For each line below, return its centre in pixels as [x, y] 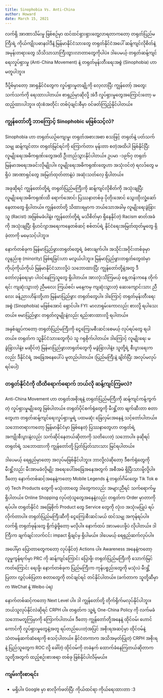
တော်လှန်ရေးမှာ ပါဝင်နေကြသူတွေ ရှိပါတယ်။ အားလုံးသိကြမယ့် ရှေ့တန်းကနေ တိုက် [81, 277]
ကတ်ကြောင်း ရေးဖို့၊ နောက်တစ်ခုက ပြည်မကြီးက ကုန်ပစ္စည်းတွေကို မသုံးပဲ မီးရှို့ [78, 567]
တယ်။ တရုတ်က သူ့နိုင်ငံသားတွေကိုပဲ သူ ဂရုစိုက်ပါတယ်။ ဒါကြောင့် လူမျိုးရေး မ [78, 338]
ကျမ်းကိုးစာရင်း [22, 674]
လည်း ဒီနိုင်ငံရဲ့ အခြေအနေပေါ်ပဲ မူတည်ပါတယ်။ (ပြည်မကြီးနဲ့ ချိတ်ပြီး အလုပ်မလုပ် [81, 357]
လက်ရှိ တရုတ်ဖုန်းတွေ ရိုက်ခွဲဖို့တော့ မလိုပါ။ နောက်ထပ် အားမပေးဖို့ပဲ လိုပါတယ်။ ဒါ [81, 526]
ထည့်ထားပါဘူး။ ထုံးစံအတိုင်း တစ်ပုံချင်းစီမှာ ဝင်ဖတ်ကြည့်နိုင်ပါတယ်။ [69, 104]
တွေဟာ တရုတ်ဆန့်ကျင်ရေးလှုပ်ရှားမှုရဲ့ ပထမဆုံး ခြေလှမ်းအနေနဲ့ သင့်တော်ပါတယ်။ [81, 417]
